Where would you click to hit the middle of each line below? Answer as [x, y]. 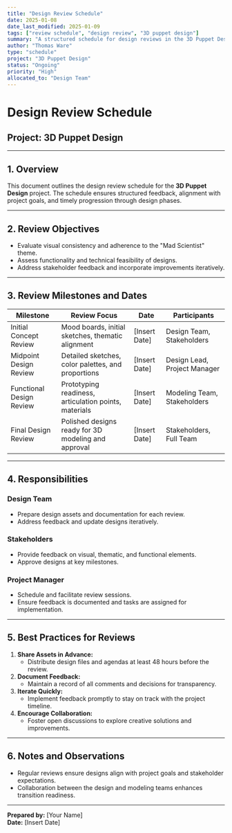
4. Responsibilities [48, 480]
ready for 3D [82, 430]
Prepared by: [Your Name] [45, 815]
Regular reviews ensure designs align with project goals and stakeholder [120, 773]
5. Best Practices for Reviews [71, 638]
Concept [25, 335]
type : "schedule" [32, 53]
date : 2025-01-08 [32, 20]
